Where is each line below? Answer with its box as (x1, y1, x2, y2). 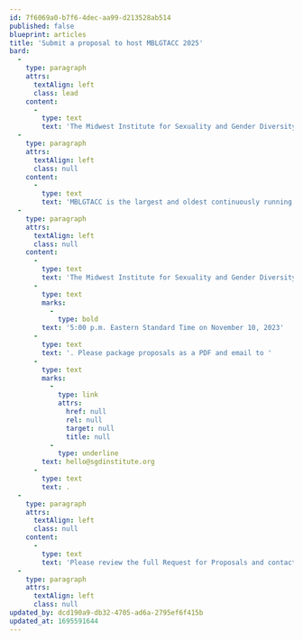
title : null (66, 432, 111, 442)
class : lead (32, 88, 78, 97)
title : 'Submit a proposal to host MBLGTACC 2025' (9, 38, 204, 48)
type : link (57, 390, 99, 399)
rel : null (66, 416, 103, 425)
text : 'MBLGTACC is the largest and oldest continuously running (41, 197, 293, 207)
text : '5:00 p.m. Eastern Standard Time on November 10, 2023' (41, 324, 284, 333)
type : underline (57, 449, 119, 458)
